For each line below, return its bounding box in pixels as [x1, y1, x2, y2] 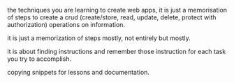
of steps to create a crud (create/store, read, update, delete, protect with [7, 13, 217, 21]
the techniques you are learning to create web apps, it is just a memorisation [7, 6, 228, 14]
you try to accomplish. [7, 55, 72, 63]
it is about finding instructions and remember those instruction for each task [7, 48, 226, 55]
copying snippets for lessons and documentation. [7, 68, 150, 76]
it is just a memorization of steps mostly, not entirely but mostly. [7, 34, 191, 42]
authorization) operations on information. [7, 21, 126, 28]
